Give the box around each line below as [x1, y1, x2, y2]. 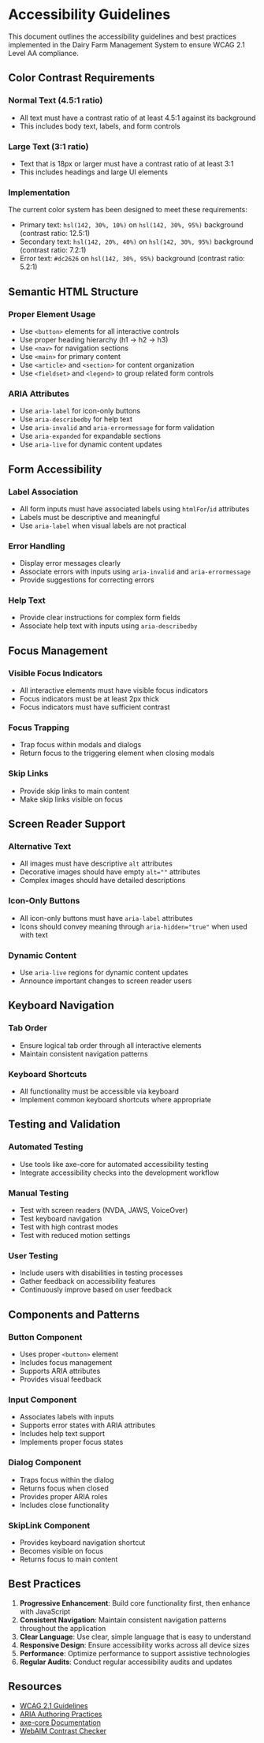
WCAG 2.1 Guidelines [19, 1700, 88, 1710]
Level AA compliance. [8, 48, 79, 58]
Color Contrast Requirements [8, 71, 155, 84]
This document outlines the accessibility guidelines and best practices [8, 32, 236, 41]
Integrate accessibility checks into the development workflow [19, 1168, 219, 1177]
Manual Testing [8, 1188, 69, 1199]
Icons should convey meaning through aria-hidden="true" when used [19, 922, 248, 931]
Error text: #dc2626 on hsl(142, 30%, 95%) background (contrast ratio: [19, 254, 246, 264]
